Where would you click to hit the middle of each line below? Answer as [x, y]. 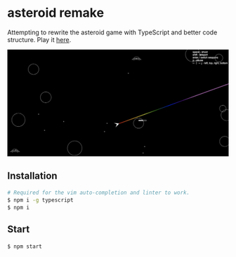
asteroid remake [55, 13]
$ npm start [25, 246]
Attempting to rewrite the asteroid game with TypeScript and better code [112, 32]
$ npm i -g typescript [40, 200]
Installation [32, 175]
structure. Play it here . [39, 39]
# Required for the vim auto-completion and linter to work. [99, 193]
